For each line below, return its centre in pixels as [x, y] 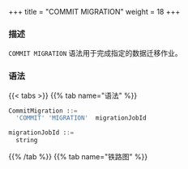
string [27, 141]
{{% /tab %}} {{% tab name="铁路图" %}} [78, 157]
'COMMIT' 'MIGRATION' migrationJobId [81, 118]
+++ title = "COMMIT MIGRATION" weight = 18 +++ [94, 12]
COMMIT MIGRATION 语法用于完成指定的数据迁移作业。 [95, 53]
